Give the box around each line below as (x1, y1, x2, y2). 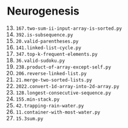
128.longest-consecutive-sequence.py (15, 90, 112, 96)
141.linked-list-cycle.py (15, 44, 81, 51)
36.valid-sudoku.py (15, 58, 66, 64)
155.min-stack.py (15, 96, 60, 103)
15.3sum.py (15, 115, 44, 122)
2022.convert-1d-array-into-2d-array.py (15, 83, 120, 89)
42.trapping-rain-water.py (15, 103, 84, 109)
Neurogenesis (7, 4, 79, 18)
